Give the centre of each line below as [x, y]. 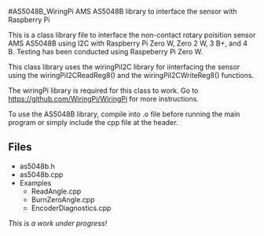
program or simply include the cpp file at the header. [93, 122]
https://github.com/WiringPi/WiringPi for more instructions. [103, 99]
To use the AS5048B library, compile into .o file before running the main [124, 114]
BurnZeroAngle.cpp [63, 199]
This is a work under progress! [58, 223]
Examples [35, 183]
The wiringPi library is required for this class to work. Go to [103, 90]
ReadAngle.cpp [56, 191]
